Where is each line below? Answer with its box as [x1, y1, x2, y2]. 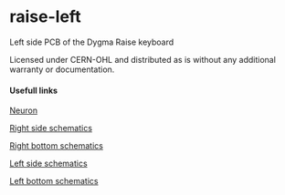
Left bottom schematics [9, 176, 99, 187]
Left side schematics [9, 158, 89, 169]
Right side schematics [9, 123, 93, 134]
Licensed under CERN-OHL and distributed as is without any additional [9, 54, 277, 65]
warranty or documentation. [9, 64, 115, 75]
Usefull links [9, 85, 58, 96]
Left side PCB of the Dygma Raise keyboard [9, 36, 174, 47]
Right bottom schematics [9, 140, 103, 151]
